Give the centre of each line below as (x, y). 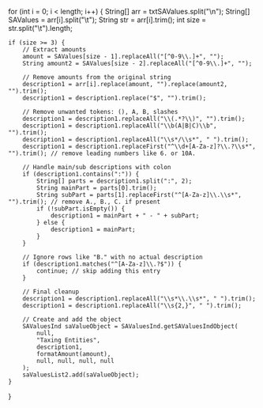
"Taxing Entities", (69, 340)
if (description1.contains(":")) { (81, 174)
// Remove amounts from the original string (97, 77)
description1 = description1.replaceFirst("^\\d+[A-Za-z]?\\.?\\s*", (139, 146)
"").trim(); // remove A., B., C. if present (84, 202)
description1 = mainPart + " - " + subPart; (125, 216)
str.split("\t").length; (40, 28)
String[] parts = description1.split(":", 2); (115, 181)
